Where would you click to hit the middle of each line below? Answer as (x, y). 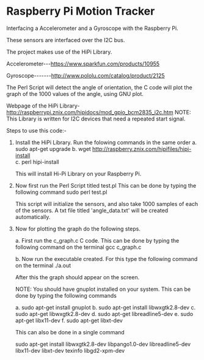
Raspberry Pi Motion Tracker (81, 11)
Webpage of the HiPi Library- (43, 106)
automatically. (33, 217)
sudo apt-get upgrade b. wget (53, 149)
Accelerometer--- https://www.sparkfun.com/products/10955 (83, 64)
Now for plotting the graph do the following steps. (78, 229)
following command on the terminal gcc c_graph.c (78, 247)
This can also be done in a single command (70, 332)
